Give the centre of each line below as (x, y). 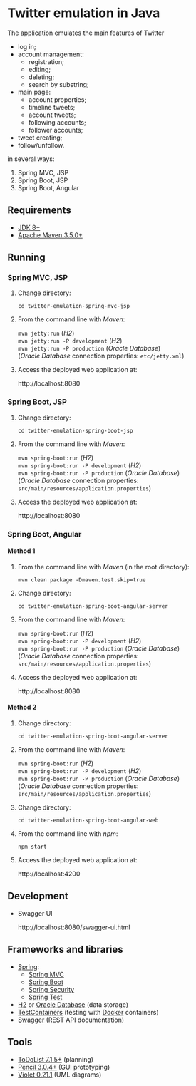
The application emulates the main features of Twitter (86, 33)
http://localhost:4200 (49, 874)
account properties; (57, 99)
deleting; (41, 77)
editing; (40, 69)
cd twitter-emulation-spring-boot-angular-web (88, 821)
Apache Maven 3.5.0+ (50, 235)
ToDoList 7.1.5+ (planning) (56, 1059)
